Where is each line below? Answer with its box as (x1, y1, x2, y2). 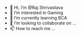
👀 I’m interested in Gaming (9, 10, 63, 16)
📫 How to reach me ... (9, 26, 55, 31)
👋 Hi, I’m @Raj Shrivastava (9, 5, 63, 10)
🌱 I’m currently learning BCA (9, 15, 67, 20)
